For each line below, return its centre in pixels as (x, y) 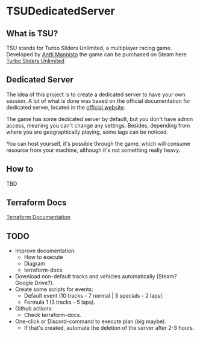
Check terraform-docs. (52, 315)
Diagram (34, 264)
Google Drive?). (34, 283)
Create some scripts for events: (54, 289)
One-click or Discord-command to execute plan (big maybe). (91, 321)
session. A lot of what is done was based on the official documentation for (98, 100)
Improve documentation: (45, 251)
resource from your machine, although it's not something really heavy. (93, 150)
